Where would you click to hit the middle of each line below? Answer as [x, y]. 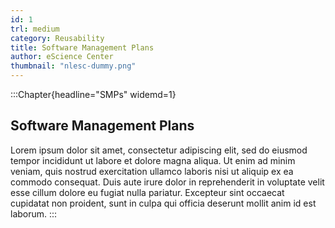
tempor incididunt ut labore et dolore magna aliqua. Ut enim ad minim [153, 160]
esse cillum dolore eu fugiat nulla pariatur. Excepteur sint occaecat [147, 192]
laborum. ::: [34, 213]
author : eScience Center [62, 57]
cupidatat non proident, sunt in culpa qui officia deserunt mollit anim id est [163, 203]
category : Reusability [57, 38]
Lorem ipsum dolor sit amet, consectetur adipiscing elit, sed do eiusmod [159, 150]
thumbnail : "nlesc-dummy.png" [73, 66]
